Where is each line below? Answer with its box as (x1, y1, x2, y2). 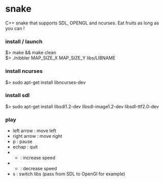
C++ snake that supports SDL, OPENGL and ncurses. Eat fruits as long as (5, 20, 159, 26)
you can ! (5, 25, 25, 31)
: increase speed (20, 155, 56, 161)
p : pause (12, 138, 33, 145)
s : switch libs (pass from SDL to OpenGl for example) (12, 171, 126, 177)
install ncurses (5, 68, 43, 75)
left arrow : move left (12, 128, 57, 134)
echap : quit (12, 144, 38, 150)
